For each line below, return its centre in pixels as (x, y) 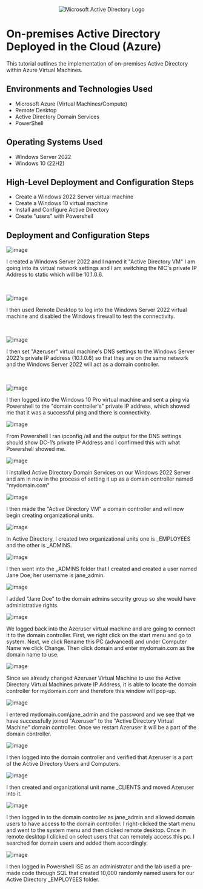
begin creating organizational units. (50, 515)
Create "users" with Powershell (54, 216)
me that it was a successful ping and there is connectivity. (79, 413)
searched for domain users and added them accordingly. (77, 843)
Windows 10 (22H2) (40, 163)
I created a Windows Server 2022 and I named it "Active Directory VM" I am (101, 262)
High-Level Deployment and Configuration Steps (100, 182)
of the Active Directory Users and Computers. (63, 764)
